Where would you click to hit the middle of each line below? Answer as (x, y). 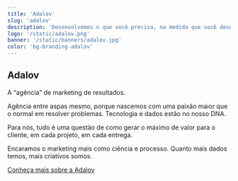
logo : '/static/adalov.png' (49, 34)
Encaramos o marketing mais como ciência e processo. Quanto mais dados (117, 148)
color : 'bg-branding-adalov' (50, 47)
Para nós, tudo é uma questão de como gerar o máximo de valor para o (112, 127)
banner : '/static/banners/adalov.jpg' (64, 40)
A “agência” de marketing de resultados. (67, 92)
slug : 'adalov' (30, 21)
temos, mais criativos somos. (50, 156)
